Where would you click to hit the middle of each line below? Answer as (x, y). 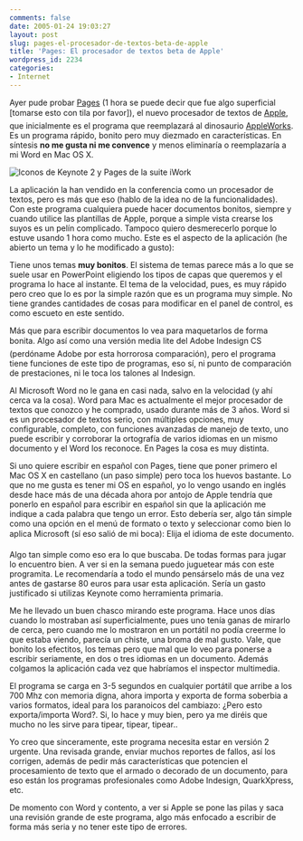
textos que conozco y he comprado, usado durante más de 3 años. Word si (150, 409)
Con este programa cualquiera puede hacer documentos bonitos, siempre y (151, 208)
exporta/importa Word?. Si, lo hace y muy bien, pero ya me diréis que (139, 714)
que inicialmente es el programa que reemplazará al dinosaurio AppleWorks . (151, 125)
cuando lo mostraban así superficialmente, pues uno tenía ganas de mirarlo (150, 620)
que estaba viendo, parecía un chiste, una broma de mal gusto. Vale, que (146, 639)
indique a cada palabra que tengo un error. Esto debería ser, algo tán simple (151, 513)
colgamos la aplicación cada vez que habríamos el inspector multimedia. (145, 668)
